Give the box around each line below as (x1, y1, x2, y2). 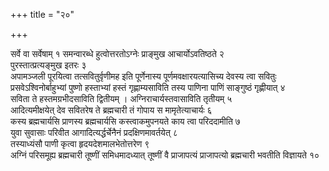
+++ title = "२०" (10, 9, 75, 20)
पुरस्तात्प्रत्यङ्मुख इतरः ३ (10, 59, 87, 71)
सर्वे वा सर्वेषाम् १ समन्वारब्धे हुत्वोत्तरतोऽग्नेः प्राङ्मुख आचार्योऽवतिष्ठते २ (10, 48, 225, 59)
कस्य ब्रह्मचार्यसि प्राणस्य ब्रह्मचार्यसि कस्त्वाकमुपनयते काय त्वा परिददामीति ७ (10, 115, 241, 127)
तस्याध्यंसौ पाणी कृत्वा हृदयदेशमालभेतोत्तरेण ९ (10, 138, 150, 149)
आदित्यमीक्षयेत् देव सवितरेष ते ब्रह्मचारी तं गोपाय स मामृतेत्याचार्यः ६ (10, 104, 213, 116)
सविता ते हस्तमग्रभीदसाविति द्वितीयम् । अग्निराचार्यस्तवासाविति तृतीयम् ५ (10, 93, 233, 104)
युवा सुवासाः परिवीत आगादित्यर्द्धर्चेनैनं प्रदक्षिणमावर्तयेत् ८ (10, 127, 178, 138)
